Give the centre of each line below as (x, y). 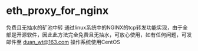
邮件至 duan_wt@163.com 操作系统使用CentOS (63, 42)
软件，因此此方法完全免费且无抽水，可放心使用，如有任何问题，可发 (109, 34)
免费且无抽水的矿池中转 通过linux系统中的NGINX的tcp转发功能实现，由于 (94, 27)
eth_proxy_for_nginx (57, 11)
